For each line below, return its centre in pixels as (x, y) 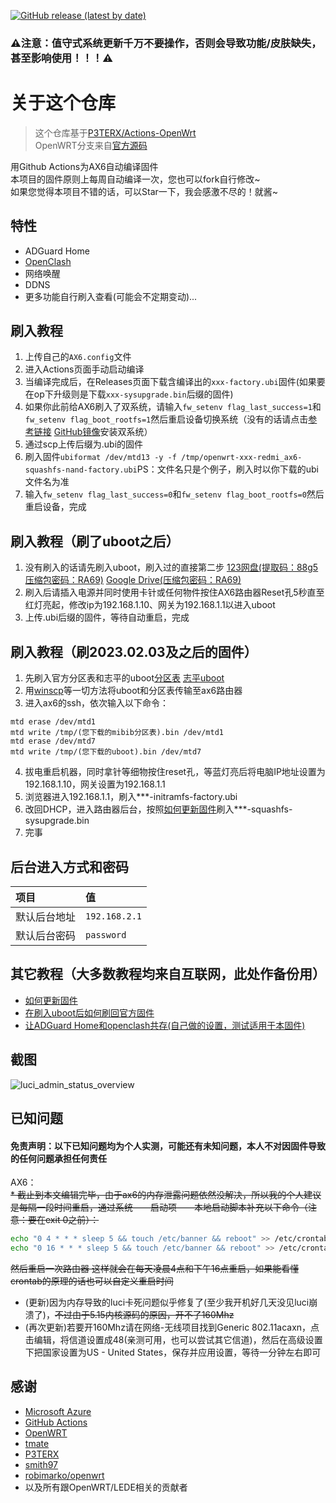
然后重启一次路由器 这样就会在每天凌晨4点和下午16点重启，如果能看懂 (155, 1268)
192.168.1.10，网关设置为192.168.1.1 (95, 784)
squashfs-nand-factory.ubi (81, 470)
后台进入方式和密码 (69, 866)
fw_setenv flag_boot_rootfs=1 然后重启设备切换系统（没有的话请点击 (166, 419)
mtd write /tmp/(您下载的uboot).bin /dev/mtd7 (106, 752)
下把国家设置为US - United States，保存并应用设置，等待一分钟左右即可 (173, 1352)
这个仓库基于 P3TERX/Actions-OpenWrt (115, 132)
